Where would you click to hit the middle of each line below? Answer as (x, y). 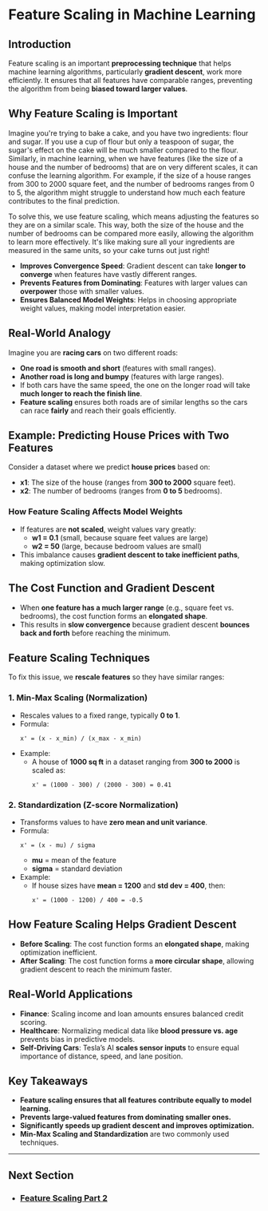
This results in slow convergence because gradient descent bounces (134, 624)
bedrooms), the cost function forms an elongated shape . (114, 615)
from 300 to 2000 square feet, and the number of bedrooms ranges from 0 (132, 184)
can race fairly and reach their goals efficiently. (98, 410)
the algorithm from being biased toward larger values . (98, 89)
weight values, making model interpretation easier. (102, 308)
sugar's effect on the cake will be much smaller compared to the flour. (124, 150)
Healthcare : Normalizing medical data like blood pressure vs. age (128, 1031)
